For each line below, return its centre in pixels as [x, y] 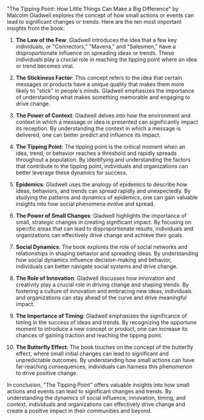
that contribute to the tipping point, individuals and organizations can [102, 166]
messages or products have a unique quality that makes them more [100, 84]
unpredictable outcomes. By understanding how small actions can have [105, 360]
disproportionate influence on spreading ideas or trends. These [95, 53]
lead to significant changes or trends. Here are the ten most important [94, 22]
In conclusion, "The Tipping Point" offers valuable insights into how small [98, 385]
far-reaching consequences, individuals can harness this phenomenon [104, 366]
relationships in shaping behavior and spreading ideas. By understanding [107, 253]
